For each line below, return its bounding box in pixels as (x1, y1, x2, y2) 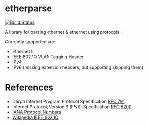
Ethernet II (12, 48, 34, 54)
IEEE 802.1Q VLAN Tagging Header (12, 53, 84, 60)
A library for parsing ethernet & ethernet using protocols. (5, 29, 121, 35)
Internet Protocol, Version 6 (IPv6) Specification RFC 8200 (12, 103, 132, 110)
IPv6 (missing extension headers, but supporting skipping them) (12, 64, 144, 70)
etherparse (5, 3, 52, 14)
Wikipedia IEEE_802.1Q (12, 114, 59, 120)
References (5, 82, 53, 93)
